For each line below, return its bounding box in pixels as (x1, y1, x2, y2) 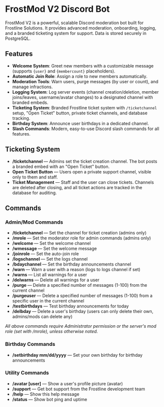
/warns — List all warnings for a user (12, 272, 87, 278)
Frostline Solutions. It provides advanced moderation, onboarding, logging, (5, 25, 156, 31)
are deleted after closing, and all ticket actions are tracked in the (12, 184, 142, 190)
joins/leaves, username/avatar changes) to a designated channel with (12, 94, 153, 100)
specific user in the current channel (12, 298, 84, 304)
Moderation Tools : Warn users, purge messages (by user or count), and (12, 78, 159, 84)
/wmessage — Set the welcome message (12, 245, 97, 252)
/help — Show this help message (12, 391, 80, 397)
